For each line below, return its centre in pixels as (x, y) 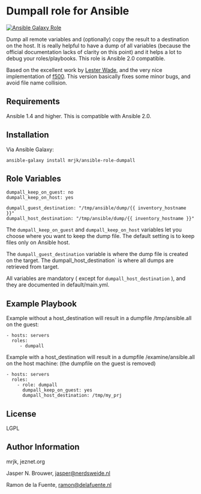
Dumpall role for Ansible (68, 11)
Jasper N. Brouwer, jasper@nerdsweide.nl (58, 473)
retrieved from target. (33, 267)
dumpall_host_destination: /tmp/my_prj (72, 396)
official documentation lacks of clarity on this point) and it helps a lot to (94, 52)
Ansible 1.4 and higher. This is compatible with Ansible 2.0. (79, 116)
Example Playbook (41, 304)
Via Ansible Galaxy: (30, 149)
